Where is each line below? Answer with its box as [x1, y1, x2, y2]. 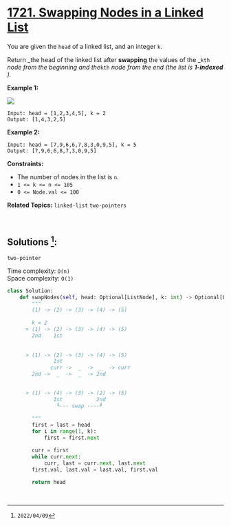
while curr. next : [32, 453, 81, 460]
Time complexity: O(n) [7, 267, 70, 275]
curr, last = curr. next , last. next [43, 460, 146, 467]
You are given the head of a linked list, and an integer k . [7, 42, 163, 50]
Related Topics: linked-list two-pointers [7, 201, 127, 209]
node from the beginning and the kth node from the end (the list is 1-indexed [7, 63, 223, 71]
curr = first [32, 447, 69, 454]
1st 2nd [53, 396, 107, 403]
